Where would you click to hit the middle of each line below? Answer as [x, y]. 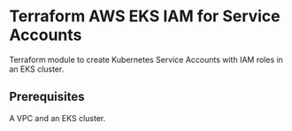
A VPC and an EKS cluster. [58, 118]
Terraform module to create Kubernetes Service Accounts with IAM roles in [146, 59]
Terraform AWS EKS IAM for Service [145, 16]
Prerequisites [47, 97]
